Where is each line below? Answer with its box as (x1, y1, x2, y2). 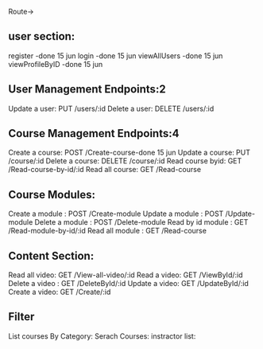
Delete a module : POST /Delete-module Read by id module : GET (34, 218, 249, 227)
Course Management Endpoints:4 (8, 127, 180, 140)
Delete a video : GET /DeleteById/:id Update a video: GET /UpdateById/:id (8, 279, 249, 288)
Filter (8, 310, 35, 324)
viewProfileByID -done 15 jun (8, 59, 103, 69)
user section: (8, 29, 75, 43)
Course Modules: (8, 187, 96, 202)
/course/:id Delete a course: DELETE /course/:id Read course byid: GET (8, 156, 242, 166)
